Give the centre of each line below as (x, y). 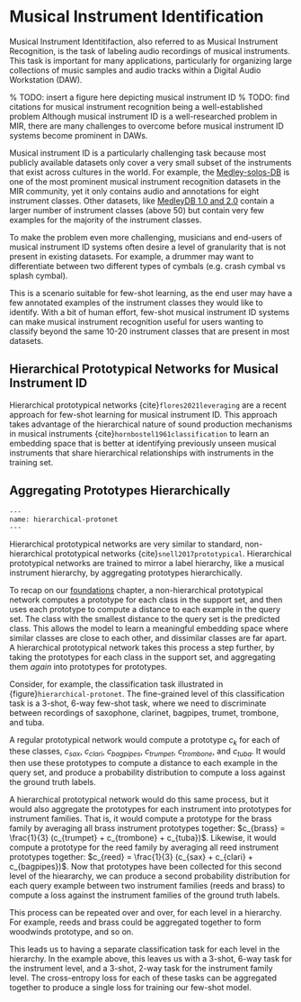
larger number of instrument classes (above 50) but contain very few (137, 210)
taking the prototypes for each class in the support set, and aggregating (142, 657)
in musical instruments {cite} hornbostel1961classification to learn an (139, 433)
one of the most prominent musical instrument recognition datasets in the (145, 181)
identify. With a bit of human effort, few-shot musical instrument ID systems (150, 311)
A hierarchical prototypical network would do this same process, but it (139, 799)
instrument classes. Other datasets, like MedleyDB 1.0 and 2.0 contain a (142, 201)
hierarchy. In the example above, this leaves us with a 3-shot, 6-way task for (150, 959)
